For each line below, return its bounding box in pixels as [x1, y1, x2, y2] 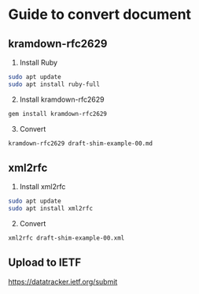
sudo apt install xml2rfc [8, 205, 93, 213]
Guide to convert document [8, 6, 191, 24]
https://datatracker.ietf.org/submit [8, 277, 118, 286]
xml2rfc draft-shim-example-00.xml [8, 234, 125, 242]
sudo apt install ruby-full [8, 80, 101, 88]
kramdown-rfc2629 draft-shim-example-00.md [8, 140, 153, 147]
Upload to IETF [8, 256, 82, 270]
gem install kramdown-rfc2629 [8, 110, 108, 117]
